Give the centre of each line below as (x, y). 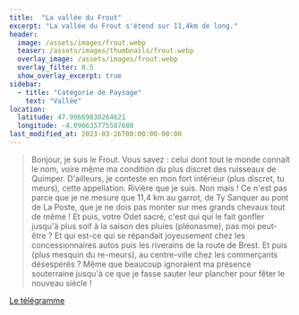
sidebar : (26, 84)
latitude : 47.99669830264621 (72, 117)
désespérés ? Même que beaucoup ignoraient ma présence (141, 264)
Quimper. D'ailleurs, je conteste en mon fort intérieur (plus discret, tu (158, 178)
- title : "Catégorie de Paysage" (80, 92)
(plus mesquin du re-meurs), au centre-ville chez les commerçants (154, 254)
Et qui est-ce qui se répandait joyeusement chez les (150, 235)
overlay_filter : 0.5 (56, 68)
